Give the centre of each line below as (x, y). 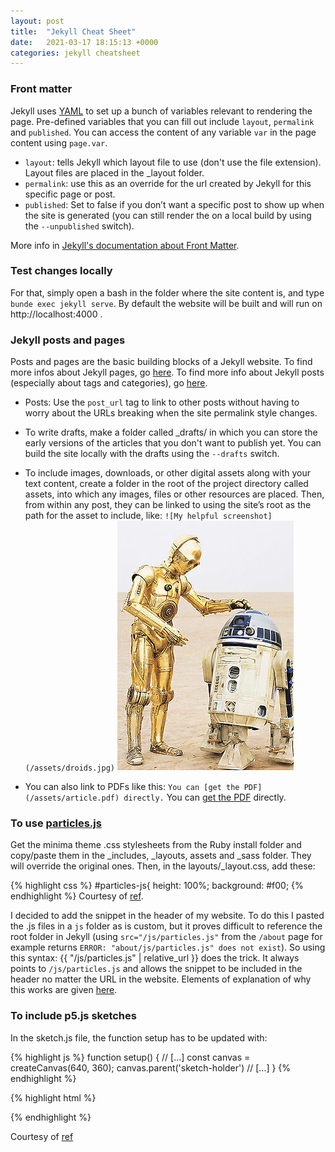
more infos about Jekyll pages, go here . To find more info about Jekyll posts (167, 372)
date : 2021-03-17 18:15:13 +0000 (84, 42)
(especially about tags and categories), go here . (109, 383)
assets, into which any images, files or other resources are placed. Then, (174, 494)
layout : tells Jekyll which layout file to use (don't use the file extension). (173, 162)
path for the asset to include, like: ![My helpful (121, 516)
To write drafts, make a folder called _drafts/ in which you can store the (171, 432)
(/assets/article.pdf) (72, 798)
